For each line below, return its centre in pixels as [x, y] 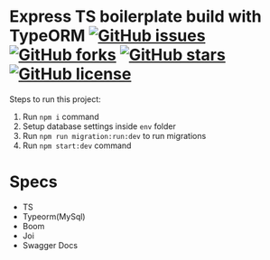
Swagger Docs [50, 245]
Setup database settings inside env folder [99, 126]
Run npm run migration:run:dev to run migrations [114, 135]
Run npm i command [61, 116]
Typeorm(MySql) [54, 216]
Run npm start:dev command [77, 145]
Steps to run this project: [55, 99]
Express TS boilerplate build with [135, 17]
